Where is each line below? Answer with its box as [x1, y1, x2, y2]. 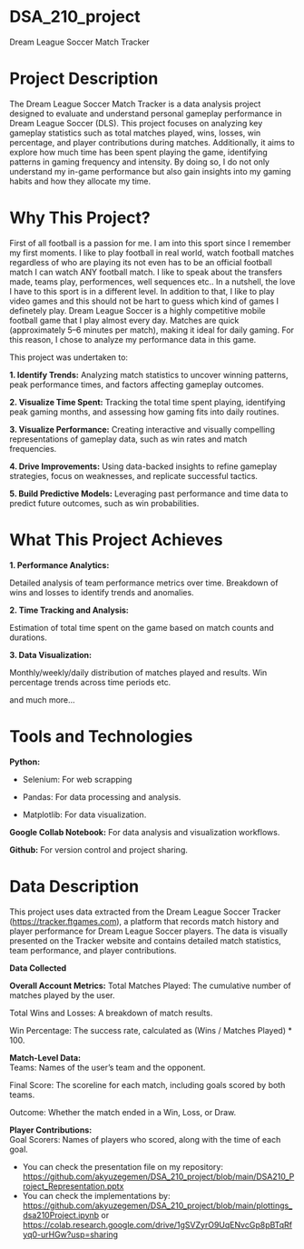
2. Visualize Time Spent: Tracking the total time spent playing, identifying [9, 396, 286, 407]
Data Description [9, 875, 140, 896]
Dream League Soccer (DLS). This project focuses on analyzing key [9, 117, 263, 128]
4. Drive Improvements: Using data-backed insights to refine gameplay [9, 461, 278, 472]
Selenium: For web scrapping [22, 774, 132, 784]
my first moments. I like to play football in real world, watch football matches [9, 247, 295, 258]
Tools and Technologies [9, 725, 193, 746]
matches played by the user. [9, 989, 115, 1001]
